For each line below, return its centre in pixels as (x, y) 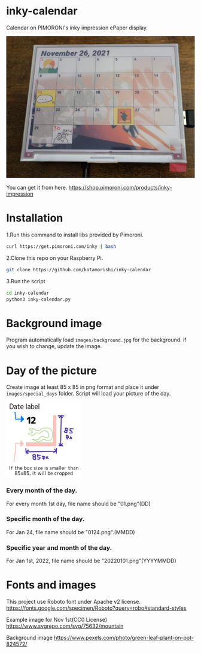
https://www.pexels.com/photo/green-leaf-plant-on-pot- (124, 638)
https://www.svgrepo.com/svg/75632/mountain (65, 626)
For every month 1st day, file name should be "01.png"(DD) (78, 504)
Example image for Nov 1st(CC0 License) (57, 620)
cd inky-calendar (28, 293)
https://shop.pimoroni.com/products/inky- (120, 187)
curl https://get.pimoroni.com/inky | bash (61, 246)
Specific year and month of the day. (59, 547)
